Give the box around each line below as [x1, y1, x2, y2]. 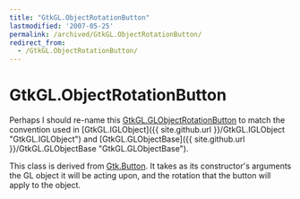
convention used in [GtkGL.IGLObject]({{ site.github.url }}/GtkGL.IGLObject [9, 125, 285, 135]
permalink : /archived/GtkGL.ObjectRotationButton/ [9, 30, 202, 39]
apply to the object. [9, 180, 81, 191]
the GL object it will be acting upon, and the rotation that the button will [9, 170, 271, 181]
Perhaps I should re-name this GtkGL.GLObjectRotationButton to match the [9, 115, 286, 125]
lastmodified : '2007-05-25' [9, 22, 115, 30]
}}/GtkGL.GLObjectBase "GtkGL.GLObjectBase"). [9, 143, 189, 154]
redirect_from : [9, 38, 66, 48]
